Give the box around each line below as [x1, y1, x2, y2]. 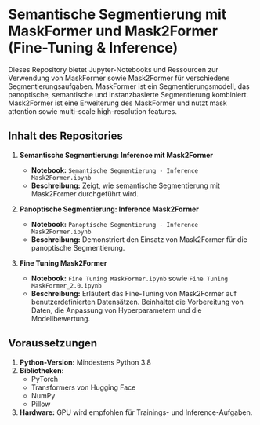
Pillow [31, 399, 51, 409]
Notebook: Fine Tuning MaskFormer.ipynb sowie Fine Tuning [31, 273, 229, 283]
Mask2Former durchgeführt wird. [31, 189, 139, 198]
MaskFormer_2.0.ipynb [31, 281, 102, 290]
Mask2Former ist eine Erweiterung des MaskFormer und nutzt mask [8, 98, 227, 108]
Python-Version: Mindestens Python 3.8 [19, 357, 151, 367]
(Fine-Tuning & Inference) [8, 39, 179, 57]
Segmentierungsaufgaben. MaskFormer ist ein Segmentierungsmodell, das [8, 81, 250, 91]
